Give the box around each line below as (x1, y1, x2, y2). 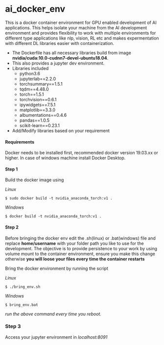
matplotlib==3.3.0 (19, 107, 55, 113)
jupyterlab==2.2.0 (19, 76, 56, 82)
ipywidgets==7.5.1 (19, 102, 56, 108)
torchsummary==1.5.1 (19, 81, 63, 86)
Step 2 (5, 224, 19, 230)
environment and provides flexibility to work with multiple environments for (5, 30, 156, 36)
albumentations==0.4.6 (19, 112, 67, 118)
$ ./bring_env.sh (5, 284, 41, 289)
